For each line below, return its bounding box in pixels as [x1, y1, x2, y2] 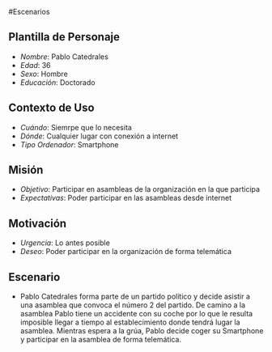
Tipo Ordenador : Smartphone [19, 139, 119, 149]
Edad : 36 [19, 60, 51, 70]
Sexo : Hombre [19, 69, 69, 78]
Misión [8, 163, 44, 177]
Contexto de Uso [8, 101, 95, 115]
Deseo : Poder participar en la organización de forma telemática [19, 247, 232, 257]
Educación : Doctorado [19, 77, 96, 87]
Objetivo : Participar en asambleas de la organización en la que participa [19, 184, 261, 194]
